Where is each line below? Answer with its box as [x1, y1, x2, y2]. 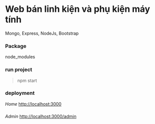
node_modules [5, 54, 36, 60]
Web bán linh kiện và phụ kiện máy [5, 3, 151, 15]
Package [5, 42, 27, 49]
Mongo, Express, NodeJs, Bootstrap [5, 30, 79, 36]
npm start [17, 78, 37, 83]
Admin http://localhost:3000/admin [5, 113, 77, 119]
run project [5, 66, 33, 73]
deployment [5, 90, 35, 97]
